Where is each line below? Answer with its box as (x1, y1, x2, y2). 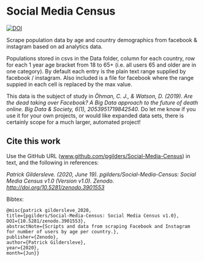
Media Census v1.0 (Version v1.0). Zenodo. (6, 177, 115, 184)
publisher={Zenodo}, (6, 234, 59, 240)
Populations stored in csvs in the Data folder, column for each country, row (6, 54, 195, 62)
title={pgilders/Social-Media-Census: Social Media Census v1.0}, (6, 213, 179, 219)
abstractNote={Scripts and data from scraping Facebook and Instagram (6, 223, 191, 230)
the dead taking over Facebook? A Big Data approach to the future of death (6, 99, 198, 106)
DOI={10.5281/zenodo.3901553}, (6, 218, 86, 224)
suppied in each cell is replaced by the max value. (6, 81, 133, 88)
